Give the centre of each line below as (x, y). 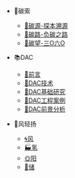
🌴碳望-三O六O (44, 43)
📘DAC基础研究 (45, 92)
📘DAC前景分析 (45, 109)
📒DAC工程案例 (45, 100)
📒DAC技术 (39, 83)
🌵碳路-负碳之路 (46, 34)
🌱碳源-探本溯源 (46, 26)
